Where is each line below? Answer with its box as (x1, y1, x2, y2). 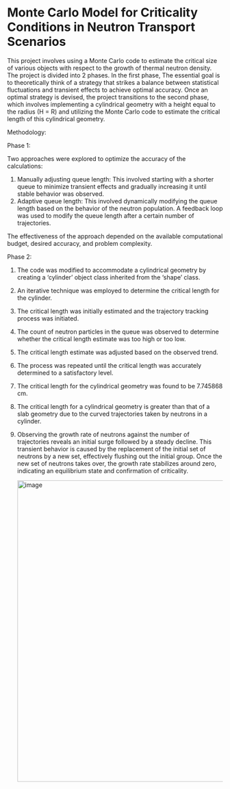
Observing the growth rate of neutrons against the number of (16, 430, 190, 438)
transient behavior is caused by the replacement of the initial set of (16, 444, 206, 453)
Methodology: (7, 128, 47, 136)
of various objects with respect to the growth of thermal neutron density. (7, 64, 212, 72)
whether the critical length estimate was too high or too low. (16, 334, 186, 343)
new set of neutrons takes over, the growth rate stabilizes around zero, (16, 459, 217, 467)
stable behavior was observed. (16, 190, 105, 198)
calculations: (7, 162, 43, 170)
